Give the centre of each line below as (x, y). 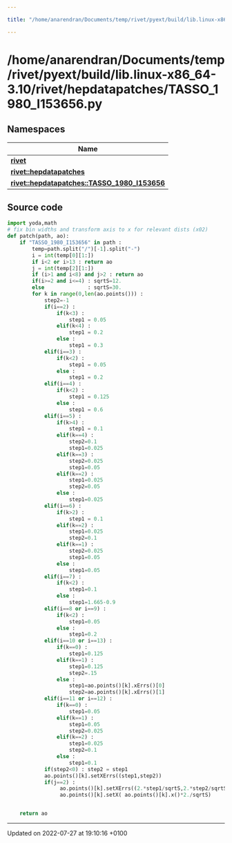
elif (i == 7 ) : (62, 577)
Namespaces (36, 130)
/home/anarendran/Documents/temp (116, 60)
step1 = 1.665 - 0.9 (92, 603)
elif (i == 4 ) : (62, 384)
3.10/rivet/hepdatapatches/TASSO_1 (113, 89)
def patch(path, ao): (38, 236)
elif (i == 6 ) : (62, 506)
